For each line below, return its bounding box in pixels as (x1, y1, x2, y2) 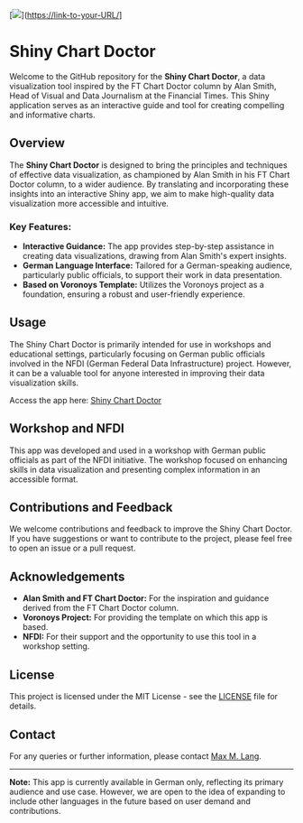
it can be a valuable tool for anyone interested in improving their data (9, 367, 265, 378)
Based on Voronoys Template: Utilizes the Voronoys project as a (22, 280, 264, 291)
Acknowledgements (9, 569, 125, 584)
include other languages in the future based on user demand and (9, 795, 251, 807)
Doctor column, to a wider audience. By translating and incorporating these (9, 179, 289, 190)
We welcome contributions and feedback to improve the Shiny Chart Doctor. (9, 523, 293, 534)
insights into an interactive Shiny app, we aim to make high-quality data (9, 188, 275, 199)
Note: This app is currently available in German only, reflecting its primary (9, 776, 284, 787)
